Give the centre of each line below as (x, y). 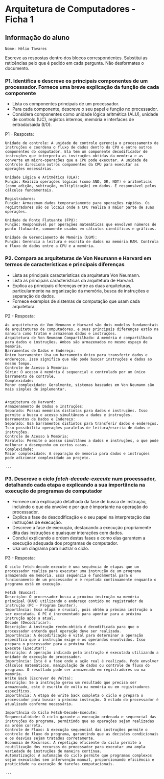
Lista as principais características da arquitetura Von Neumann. (76, 275)
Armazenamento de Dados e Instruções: (45, 406)
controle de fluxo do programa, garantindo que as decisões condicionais (82, 734)
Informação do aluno (37, 37)
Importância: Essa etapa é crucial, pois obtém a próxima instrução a (79, 609)
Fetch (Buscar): (22, 592)
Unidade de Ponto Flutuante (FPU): (41, 220)
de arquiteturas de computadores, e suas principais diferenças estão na (82, 329)
